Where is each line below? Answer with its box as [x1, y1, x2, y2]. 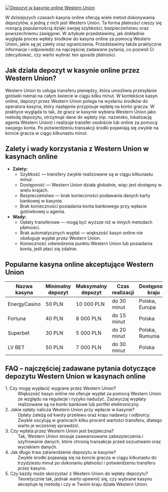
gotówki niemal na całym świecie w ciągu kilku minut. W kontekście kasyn [5, 93, 158, 99]
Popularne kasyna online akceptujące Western [5, 260, 153, 269]
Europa [139, 304, 156, 311]
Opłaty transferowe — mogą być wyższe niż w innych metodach [19, 219, 152, 225]
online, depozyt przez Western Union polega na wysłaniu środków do [5, 98, 148, 104]
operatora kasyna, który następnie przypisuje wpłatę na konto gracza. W [5, 103, 155, 109]
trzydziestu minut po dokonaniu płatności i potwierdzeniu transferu [17, 460, 156, 466]
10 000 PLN [75, 301, 105, 308]
